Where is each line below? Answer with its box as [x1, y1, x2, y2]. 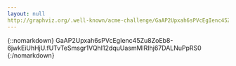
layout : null [7, 10, 46, 18]
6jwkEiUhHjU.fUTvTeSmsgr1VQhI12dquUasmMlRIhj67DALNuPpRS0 [7, 44, 202, 52]
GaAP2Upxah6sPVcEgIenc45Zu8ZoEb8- [55, 36, 173, 44]
